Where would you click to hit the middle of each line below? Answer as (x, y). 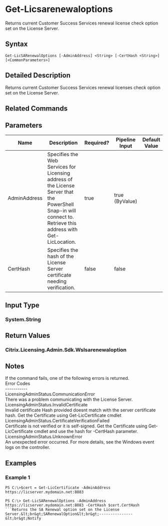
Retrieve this (62, 223)
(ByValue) (126, 201)
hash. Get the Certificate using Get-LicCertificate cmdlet (63, 415)
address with (62, 229)
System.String (23, 320)
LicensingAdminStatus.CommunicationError (50, 394)
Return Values (28, 336)
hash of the (60, 256)
